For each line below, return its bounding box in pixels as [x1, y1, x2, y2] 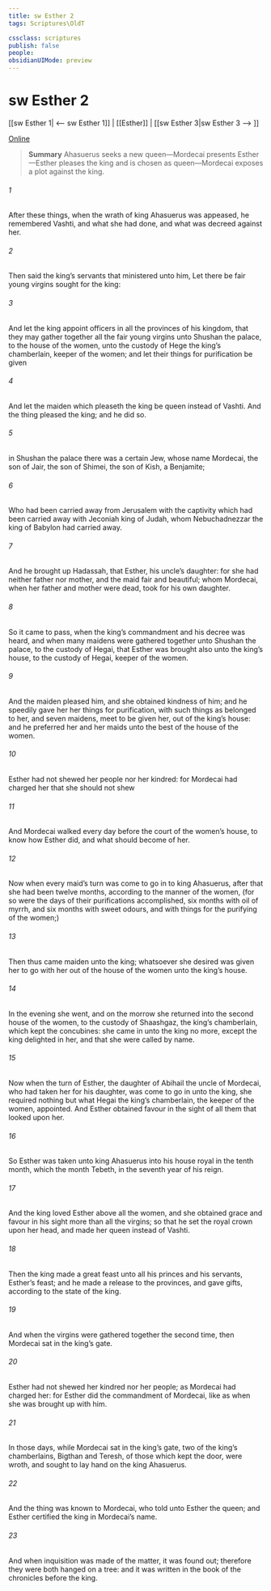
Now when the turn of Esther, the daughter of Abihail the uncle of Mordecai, [8, 1077, 261, 1088]
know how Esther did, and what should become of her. [8, 835, 190, 845]
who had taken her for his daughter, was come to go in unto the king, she [8, 1086, 252, 1096]
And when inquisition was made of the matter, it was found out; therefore [8, 1555, 252, 1565]
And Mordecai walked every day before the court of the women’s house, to [8, 827, 258, 836]
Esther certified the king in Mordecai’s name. [8, 1512, 158, 1521]
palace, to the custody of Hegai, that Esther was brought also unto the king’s [8, 644, 264, 654]
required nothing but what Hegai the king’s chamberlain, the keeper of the [8, 1095, 255, 1105]
